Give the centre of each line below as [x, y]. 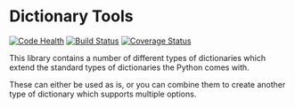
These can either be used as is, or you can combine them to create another [147, 84]
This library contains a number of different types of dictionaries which [138, 58]
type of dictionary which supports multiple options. [103, 94]
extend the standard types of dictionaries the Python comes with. [129, 67]
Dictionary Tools [71, 16]
